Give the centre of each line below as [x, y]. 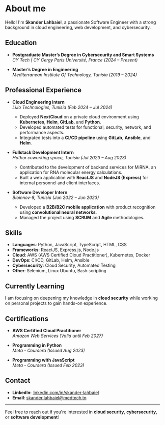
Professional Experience [43, 90]
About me [26, 9]
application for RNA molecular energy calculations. [71, 172]
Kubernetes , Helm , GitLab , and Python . [60, 122]
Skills [14, 233]
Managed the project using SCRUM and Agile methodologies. [82, 217]
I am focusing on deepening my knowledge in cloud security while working [82, 298]
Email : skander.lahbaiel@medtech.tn [49, 397]
